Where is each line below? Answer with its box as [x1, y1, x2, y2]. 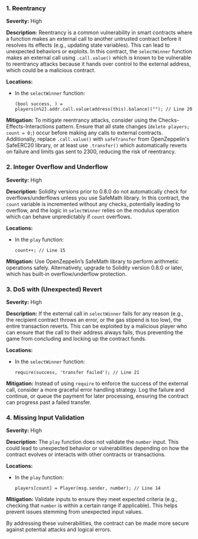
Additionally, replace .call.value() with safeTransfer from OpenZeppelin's [6, 135, 190, 143]
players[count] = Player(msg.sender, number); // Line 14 [14, 485, 161, 492]
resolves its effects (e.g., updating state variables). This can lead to [6, 41, 170, 49]
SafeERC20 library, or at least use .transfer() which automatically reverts [6, 142, 187, 149]
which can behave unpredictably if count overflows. [6, 213, 132, 220]
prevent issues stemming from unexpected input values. [6, 508, 143, 515]
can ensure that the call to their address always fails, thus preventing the [6, 328, 183, 335]
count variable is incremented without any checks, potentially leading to [6, 200, 181, 208]
